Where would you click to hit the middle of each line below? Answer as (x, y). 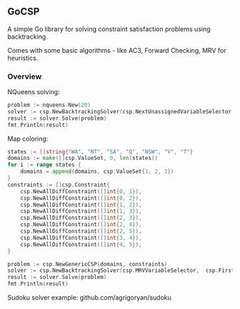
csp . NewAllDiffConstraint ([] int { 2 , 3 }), (81, 218)
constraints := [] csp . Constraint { (59, 185)
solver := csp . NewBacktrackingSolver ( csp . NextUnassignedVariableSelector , (121, 111)
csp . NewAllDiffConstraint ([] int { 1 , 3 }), (81, 211)
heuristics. (23, 58)
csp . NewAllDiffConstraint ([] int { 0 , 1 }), (81, 191)
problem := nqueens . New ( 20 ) (49, 105)
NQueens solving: (34, 92)
